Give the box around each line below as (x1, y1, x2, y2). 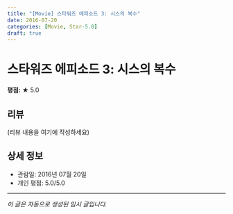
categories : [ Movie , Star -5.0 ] (7, 23, 98, 30)
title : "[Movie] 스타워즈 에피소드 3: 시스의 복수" (7, 10, 141, 17)
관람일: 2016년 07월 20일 (17, 170, 87, 178)
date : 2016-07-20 (7, 17, 58, 24)
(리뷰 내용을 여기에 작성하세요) (7, 128, 90, 136)
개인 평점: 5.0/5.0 (17, 179, 66, 187)
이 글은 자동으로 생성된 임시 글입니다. (7, 199, 107, 208)
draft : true (7, 29, 42, 37)
